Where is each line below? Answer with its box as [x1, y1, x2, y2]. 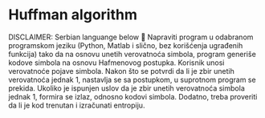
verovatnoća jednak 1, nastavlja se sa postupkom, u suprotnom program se [8, 75, 256, 84]
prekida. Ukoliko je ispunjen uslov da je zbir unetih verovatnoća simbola [8, 83, 245, 93]
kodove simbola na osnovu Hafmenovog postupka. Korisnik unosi [8, 58, 225, 67]
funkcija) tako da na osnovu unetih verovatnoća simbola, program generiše [8, 49, 257, 59]
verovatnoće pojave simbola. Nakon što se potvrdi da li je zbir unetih [8, 66, 234, 75]
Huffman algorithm [8, 6, 138, 24]
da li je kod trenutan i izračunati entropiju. [8, 100, 145, 110]
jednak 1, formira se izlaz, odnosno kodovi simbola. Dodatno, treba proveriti [8, 92, 258, 101]
